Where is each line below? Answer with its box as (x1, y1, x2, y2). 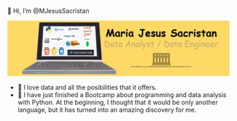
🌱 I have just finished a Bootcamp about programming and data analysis (17, 91, 227, 98)
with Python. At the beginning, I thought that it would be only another (17, 98, 219, 106)
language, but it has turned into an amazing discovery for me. (17, 106, 197, 114)
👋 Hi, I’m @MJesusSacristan (7, 7, 90, 15)
